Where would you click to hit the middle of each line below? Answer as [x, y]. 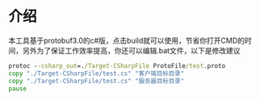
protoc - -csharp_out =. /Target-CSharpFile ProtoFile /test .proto [117, 65]
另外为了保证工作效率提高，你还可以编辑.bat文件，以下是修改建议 [131, 50]
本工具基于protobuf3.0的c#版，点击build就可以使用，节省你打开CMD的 [126, 40]
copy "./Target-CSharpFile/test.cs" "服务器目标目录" [96, 81]
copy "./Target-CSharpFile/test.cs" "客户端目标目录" [96, 74]
